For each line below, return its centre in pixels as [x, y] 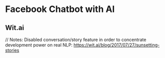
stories [12, 50]
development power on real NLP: [39, 45]
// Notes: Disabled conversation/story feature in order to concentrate [76, 39]
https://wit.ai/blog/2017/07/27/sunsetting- [117, 45]
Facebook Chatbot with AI [60, 9]
